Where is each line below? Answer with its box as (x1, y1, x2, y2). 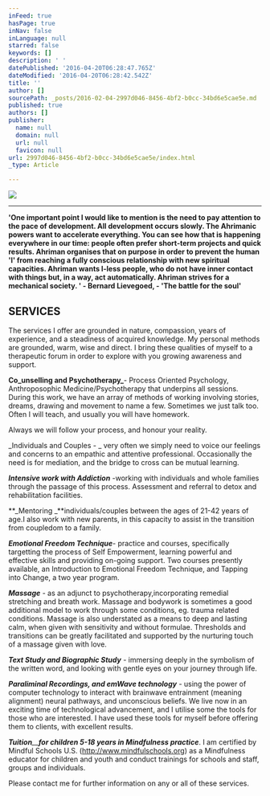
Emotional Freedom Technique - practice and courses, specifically (8, 538, 230, 548)
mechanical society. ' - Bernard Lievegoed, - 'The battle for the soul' (8, 281, 242, 291)
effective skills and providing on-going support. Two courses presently (8, 555, 243, 565)
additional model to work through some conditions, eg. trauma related (8, 605, 239, 614)
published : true (8, 101, 63, 109)
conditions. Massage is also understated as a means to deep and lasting (8, 614, 247, 623)
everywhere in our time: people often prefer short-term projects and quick (8, 239, 261, 248)
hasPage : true (8, 19, 56, 27)
